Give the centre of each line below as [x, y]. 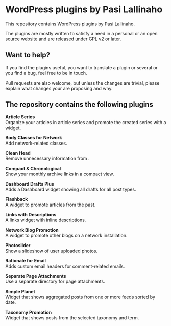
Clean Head [18, 153]
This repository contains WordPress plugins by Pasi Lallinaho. [70, 24]
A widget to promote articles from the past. [51, 205]
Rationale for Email [26, 260]
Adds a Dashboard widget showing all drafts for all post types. [71, 189]
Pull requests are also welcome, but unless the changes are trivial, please [82, 83]
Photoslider [18, 245]
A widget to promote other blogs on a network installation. [66, 235]
